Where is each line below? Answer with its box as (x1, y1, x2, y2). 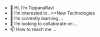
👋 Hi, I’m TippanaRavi (9, 5, 54, 10)
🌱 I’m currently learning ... (9, 15, 63, 21)
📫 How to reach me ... (9, 26, 56, 32)
